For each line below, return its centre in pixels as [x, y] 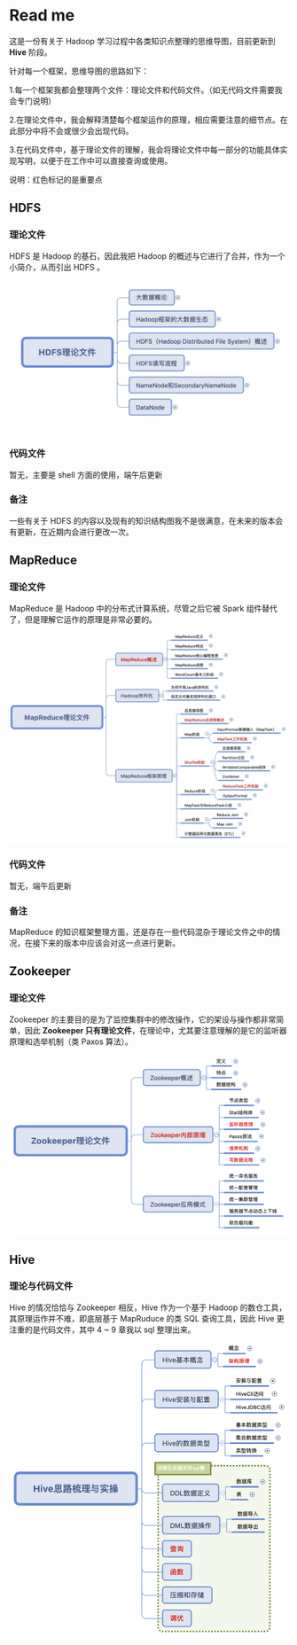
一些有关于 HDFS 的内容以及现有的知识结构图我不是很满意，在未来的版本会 [146, 520]
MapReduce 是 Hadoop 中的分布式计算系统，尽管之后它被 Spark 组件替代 [143, 608]
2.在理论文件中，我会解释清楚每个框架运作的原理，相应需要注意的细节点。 [145, 120]
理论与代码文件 [41, 1286]
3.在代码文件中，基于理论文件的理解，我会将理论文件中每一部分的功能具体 [145, 149]
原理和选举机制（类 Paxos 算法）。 [71, 1041]
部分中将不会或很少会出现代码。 [75, 130]
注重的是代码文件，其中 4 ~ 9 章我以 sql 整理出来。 [102, 1329]
